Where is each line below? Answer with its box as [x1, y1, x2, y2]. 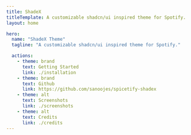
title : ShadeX [6, 8, 42, 15]
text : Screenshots [22, 97, 68, 104]
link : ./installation [22, 70, 77, 76]
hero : [6, 31, 20, 37]
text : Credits [22, 114, 58, 120]
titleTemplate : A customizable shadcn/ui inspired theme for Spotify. [6, 14, 186, 20]
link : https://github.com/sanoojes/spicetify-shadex [22, 86, 157, 92]
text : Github [22, 80, 55, 87]
